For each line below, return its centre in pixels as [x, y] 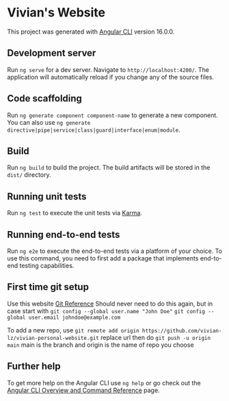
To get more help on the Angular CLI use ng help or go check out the [104, 382]
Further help [34, 366]
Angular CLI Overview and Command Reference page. [83, 390]
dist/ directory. [29, 175]
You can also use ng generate [49, 122]
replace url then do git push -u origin [155, 337]
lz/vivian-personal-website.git [53, 338]
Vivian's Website [56, 13]
